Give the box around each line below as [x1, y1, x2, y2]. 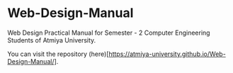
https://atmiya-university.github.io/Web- [108, 50, 227, 58]
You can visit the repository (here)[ [7, 50, 109, 58]
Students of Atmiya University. [7, 35, 96, 44]
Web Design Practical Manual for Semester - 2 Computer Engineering [7, 28, 210, 37]
